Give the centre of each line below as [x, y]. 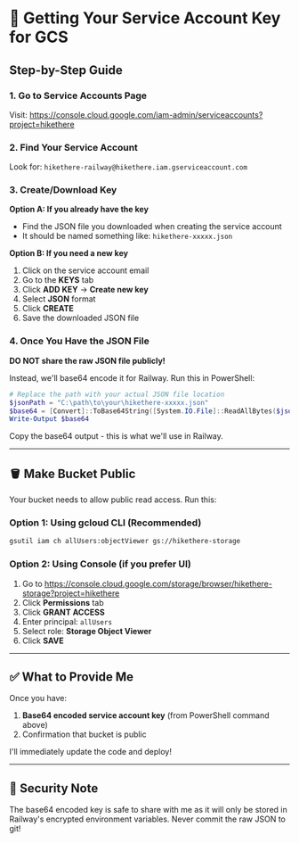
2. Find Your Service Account [73, 147]
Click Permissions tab [63, 602]
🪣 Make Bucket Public [73, 473]
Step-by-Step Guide [66, 70]
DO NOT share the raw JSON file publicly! [88, 360]
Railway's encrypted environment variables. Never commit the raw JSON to [148, 819]
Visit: [19, 114]
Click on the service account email [85, 270]
